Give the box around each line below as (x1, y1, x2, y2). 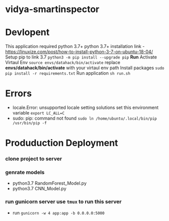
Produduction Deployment (5, 137, 119, 149)
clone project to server (5, 155, 62, 162)
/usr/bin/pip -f (12, 121, 47, 126)
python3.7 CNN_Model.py (12, 186, 67, 192)
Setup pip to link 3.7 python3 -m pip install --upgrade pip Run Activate (5, 54, 157, 60)
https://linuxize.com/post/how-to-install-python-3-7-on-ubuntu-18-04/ (5, 49, 153, 55)
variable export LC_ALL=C (12, 110, 65, 116)
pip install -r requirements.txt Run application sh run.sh (5, 70, 131, 76)
